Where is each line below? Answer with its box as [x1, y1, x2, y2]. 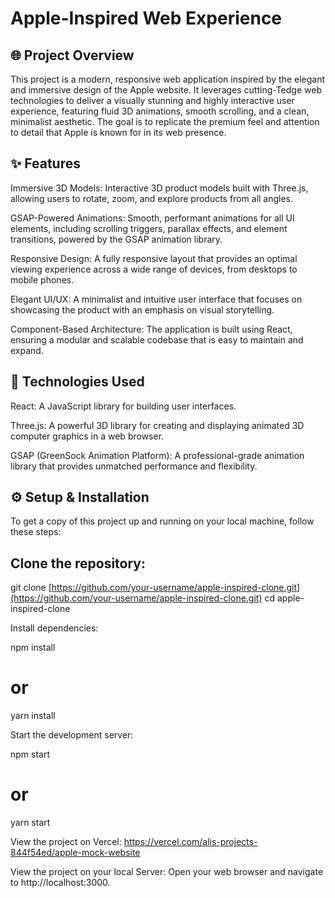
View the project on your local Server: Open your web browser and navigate [10, 866, 324, 878]
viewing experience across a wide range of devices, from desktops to [10, 263, 298, 275]
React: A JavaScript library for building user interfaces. [10, 400, 237, 412]
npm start [10, 748, 51, 761]
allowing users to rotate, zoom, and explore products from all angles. [10, 192, 294, 204]
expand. [10, 344, 44, 356]
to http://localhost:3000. [10, 877, 111, 889]
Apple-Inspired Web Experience [10, 7, 283, 30]
